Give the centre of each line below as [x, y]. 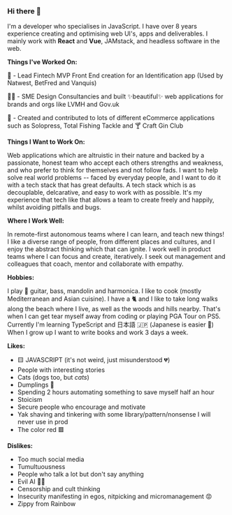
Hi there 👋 [24, 11]
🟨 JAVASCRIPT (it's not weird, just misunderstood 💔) [94, 360]
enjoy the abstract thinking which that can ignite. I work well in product [109, 249]
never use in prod [43, 422]
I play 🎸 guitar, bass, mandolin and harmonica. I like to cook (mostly [104, 291]
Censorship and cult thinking [59, 489]
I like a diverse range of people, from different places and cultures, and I [111, 242]
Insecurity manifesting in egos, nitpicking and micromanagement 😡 [115, 497]
